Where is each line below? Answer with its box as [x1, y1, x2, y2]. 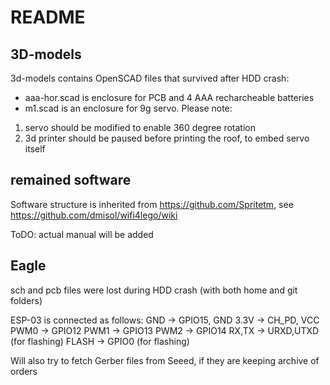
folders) [10, 294, 43, 306]
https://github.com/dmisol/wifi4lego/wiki [10, 209, 178, 221]
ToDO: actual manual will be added [10, 228, 154, 240]
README [10, 6, 86, 29]
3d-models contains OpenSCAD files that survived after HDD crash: [10, 72, 290, 84]
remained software [10, 172, 132, 189]
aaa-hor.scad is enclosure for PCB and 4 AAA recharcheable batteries [24, 92, 315, 103]
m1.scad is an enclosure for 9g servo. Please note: [24, 102, 233, 114]
